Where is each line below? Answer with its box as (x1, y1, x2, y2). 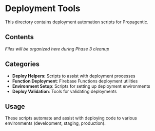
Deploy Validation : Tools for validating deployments (12, 88, 117, 94)
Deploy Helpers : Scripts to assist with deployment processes (12, 73, 136, 79)
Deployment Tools (5, 3, 80, 14)
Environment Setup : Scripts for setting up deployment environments (12, 83, 150, 89)
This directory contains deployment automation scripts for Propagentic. (5, 19, 149, 25)
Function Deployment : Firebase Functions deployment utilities (12, 78, 138, 84)
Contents (5, 33, 34, 41)
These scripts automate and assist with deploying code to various (5, 115, 137, 121)
